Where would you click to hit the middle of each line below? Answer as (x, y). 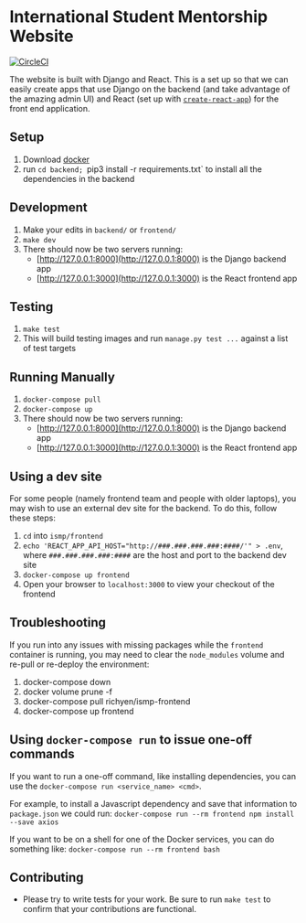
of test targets (49, 349)
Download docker (56, 159)
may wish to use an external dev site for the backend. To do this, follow (143, 508)
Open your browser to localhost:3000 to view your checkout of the (149, 584)
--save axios (34, 822)
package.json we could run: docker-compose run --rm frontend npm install (152, 813)
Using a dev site (56, 476)
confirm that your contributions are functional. (109, 909)
